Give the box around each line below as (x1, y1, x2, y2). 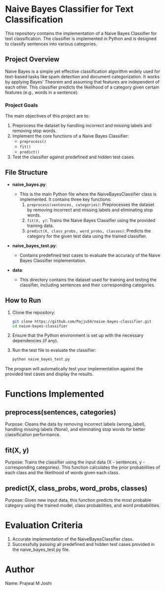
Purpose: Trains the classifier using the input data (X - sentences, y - (5, 459, 145, 465)
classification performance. (5, 432, 61, 438)
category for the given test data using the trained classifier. (27, 233, 147, 239)
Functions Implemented (5, 388, 104, 400)
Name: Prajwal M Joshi (5, 580, 52, 586)
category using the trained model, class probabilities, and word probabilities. (5, 502, 161, 508)
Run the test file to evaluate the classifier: (12, 347, 97, 353)
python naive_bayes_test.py (12, 357, 70, 362)
